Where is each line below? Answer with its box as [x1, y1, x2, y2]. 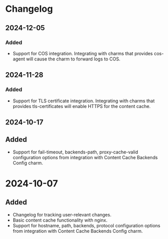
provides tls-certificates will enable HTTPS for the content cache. [12, 103, 151, 109]
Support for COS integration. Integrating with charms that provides [12, 50, 153, 56]
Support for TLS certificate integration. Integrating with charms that [12, 98, 155, 104]
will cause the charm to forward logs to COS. [26, 56, 121, 62]
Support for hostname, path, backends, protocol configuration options [12, 222, 161, 228]
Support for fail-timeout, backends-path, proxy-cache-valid [12, 149, 138, 155]
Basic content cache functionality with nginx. [12, 217, 108, 223]
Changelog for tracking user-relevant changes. [12, 211, 111, 218]
